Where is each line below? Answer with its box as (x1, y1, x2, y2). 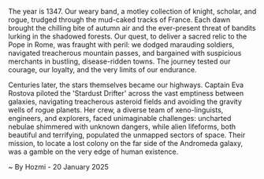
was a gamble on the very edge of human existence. (8, 147, 179, 156)
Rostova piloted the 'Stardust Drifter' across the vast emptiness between (8, 89, 244, 97)
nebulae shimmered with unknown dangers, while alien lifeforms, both (8, 122, 236, 131)
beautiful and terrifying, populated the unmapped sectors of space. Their (8, 130, 246, 140)
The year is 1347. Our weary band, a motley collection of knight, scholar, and (8, 7, 257, 16)
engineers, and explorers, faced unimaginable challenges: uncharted (8, 114, 232, 122)
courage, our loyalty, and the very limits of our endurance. (8, 65, 197, 74)
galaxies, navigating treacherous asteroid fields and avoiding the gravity (8, 97, 243, 106)
